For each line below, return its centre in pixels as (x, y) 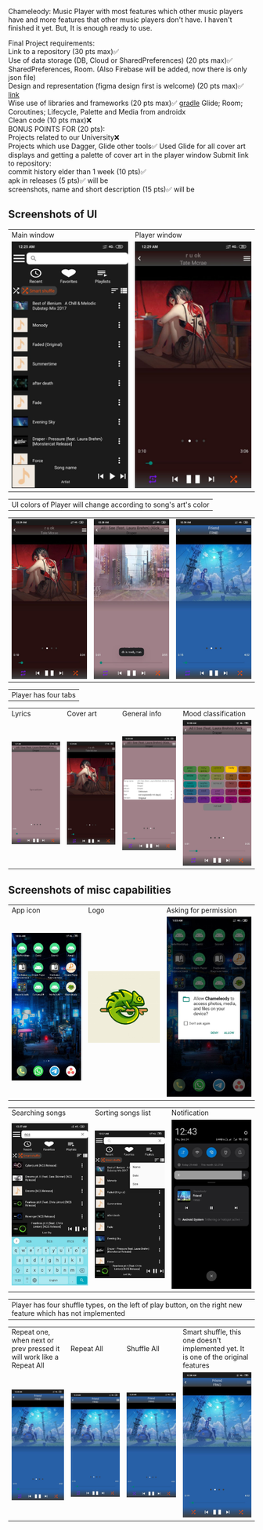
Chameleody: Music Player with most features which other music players (126, 11)
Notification (190, 1113)
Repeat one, (31, 1332)
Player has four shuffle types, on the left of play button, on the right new (127, 1305)
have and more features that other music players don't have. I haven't (120, 20)
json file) (22, 77)
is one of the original (216, 1357)
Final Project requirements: (52, 43)
